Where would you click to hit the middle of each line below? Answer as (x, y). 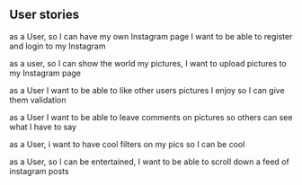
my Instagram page (45, 73)
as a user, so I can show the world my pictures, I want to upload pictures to (148, 63)
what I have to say (43, 127)
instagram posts (39, 171)
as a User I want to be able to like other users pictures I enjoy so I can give (147, 90)
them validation (38, 100)
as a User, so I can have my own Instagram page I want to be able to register (151, 36)
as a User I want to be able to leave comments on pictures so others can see (151, 117)
